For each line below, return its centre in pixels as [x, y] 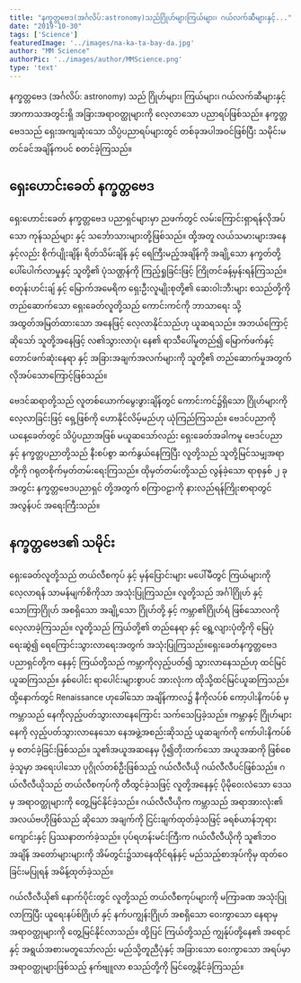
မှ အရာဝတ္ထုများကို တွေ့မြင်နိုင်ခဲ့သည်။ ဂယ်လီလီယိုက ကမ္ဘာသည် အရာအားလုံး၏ [146, 801]
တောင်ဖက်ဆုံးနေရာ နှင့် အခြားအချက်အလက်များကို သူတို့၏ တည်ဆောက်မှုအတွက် [150, 357]
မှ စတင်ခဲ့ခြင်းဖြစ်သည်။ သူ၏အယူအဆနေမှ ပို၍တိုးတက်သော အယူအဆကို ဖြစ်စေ [150, 749]
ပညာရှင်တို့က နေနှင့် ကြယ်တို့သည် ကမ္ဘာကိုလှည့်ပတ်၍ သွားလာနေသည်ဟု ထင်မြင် [148, 662]
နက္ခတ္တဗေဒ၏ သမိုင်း [62, 543]
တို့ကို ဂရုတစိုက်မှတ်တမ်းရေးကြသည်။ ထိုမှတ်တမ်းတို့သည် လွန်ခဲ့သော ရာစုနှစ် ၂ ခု [148, 470]
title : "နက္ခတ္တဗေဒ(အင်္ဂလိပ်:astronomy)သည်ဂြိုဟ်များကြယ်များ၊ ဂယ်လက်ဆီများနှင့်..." [150, 18]
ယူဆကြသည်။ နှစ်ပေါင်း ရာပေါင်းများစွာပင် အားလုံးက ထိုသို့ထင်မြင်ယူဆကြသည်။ [149, 680]
